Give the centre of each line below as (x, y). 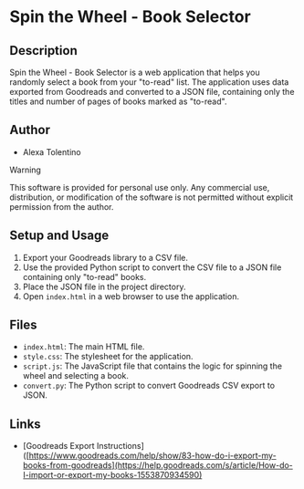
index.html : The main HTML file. (84, 347)
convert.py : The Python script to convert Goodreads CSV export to (149, 386)
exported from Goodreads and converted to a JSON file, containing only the (152, 92)
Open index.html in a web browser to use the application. (131, 296)
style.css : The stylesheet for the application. (108, 357)
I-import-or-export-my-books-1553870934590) (112, 475)
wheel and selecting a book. (76, 376)
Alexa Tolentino (52, 151)
